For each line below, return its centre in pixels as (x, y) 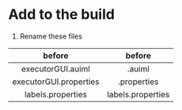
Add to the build (61, 15)
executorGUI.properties (56, 82)
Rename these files (51, 36)
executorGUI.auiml (56, 68)
